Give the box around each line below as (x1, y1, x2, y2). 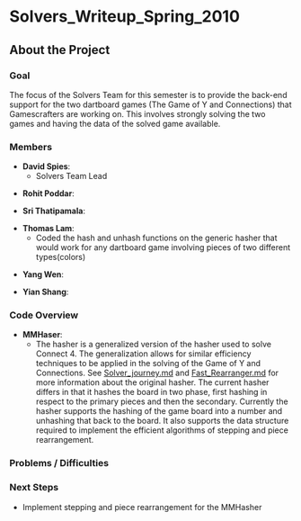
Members (9, 140, 52, 153)
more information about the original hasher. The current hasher (35, 377, 270, 388)
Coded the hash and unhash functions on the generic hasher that (35, 232, 278, 244)
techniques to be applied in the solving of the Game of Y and (35, 358, 261, 369)
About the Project (9, 42, 111, 58)
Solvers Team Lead (35, 171, 108, 182)
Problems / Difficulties (9, 457, 110, 470)
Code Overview (9, 309, 79, 321)
